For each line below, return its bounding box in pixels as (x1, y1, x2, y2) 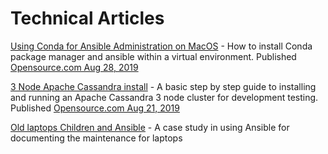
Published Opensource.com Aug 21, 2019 (10, 102, 180, 114)
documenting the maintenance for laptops (10, 132, 183, 144)
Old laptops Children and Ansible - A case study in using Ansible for (10, 121, 290, 133)
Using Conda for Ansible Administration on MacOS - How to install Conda (10, 40, 313, 52)
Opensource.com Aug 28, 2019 (10, 61, 139, 73)
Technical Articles (10, 7, 165, 30)
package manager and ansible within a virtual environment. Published (10, 50, 297, 62)
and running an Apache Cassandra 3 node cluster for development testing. (10, 91, 319, 103)
